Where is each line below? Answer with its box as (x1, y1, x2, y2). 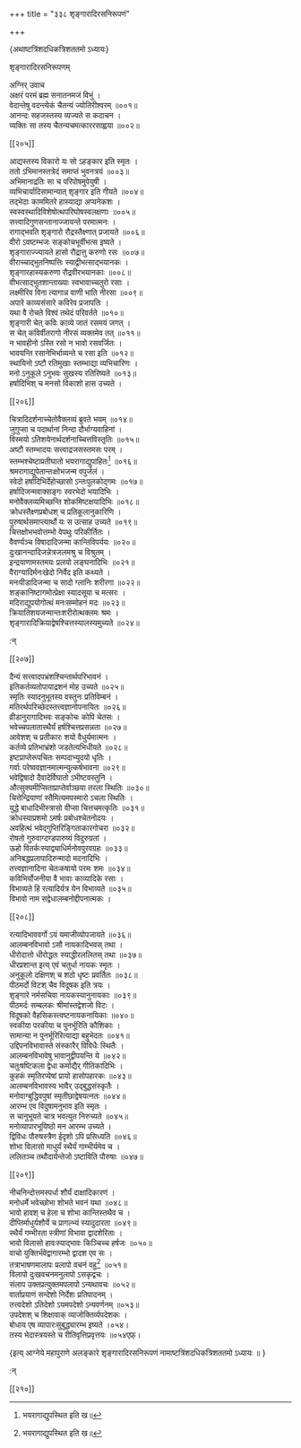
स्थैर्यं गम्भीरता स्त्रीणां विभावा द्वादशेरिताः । (9, 1227, 123, 1238)
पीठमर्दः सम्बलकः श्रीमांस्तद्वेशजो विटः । (9, 999, 115, 1010)
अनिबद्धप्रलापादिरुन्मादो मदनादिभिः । (9, 852, 109, 863)
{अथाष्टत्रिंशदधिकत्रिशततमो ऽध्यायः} (9, 44, 109, 54)
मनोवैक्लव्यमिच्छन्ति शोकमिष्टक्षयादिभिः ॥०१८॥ (9, 496, 140, 507)
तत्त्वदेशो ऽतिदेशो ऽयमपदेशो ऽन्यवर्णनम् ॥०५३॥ (9, 1299, 140, 1310)
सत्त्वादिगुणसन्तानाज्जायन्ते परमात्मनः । (9, 216, 116, 227)
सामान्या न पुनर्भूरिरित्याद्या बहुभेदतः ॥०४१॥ (9, 1030, 130, 1041)
